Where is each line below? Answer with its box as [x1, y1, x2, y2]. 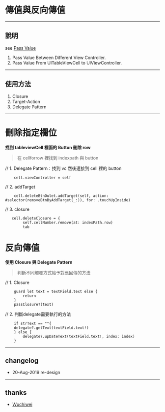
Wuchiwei [12, 402, 33, 408]
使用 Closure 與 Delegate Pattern [5, 259, 73, 265]
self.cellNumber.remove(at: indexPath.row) [23, 220, 113, 225]
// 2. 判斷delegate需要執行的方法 [5, 311, 71, 317]
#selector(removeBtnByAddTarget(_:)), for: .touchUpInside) [5, 197, 131, 202]
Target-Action [12, 98, 41, 104]
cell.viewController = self [14, 175, 71, 180]
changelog [5, 356, 39, 365]
